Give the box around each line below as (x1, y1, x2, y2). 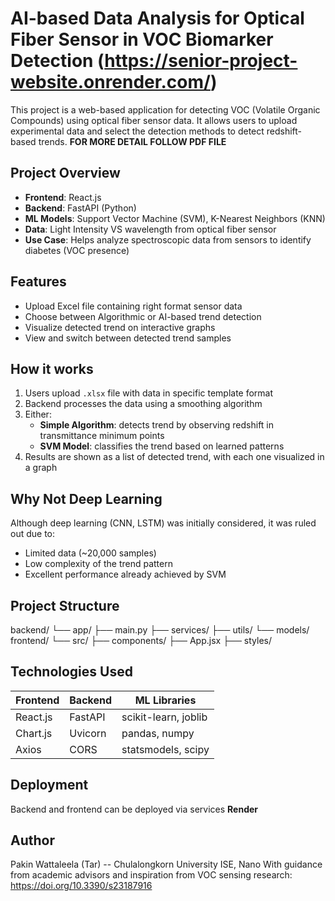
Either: (24, 408, 52, 421)
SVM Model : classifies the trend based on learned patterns (39, 440, 285, 452)
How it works (10, 360, 94, 377)
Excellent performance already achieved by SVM (24, 568, 227, 581)
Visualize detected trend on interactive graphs (24, 321, 216, 333)
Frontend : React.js (24, 191, 102, 203)
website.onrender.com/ (10, 71, 211, 94)
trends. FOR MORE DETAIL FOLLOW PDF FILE (38, 135, 227, 147)
